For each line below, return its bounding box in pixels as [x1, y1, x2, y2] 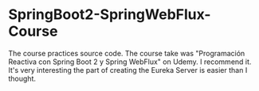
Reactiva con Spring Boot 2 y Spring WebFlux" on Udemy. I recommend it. [8, 57, 252, 66]
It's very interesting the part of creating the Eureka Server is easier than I [8, 65, 248, 74]
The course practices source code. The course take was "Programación [8, 48, 245, 58]
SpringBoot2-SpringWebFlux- [8, 6, 211, 24]
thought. [8, 74, 37, 83]
